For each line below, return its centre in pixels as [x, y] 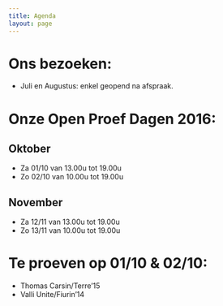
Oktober [30, 149]
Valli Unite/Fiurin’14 [52, 295]
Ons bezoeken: [60, 64]
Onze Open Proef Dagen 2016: [112, 119]
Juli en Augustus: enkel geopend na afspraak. [96, 86]
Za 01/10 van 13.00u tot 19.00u [71, 168]
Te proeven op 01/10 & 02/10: [108, 263]
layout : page [30, 24]
